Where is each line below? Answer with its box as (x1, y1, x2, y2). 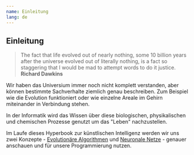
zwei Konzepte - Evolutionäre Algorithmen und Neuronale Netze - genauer (6, 136, 187, 143)
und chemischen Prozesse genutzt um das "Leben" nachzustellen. (6, 118, 168, 126)
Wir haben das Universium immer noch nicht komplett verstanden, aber (6, 82, 179, 89)
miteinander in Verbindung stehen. (6, 101, 90, 108)
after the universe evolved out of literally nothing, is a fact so (20, 58, 168, 65)
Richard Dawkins (20, 70, 63, 77)
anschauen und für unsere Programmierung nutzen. (6, 142, 132, 149)
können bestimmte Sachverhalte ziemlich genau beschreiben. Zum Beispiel (6, 88, 188, 95)
